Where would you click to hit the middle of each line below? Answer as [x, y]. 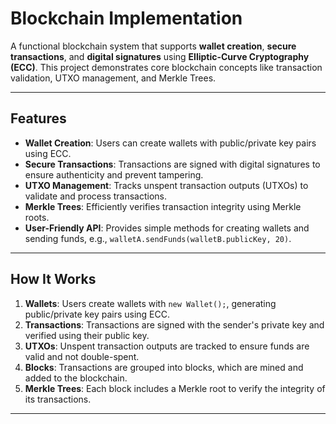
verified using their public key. [87, 335]
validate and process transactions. [96, 196]
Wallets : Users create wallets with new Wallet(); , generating [150, 303]
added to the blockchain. [76, 378]
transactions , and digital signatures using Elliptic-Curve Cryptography [160, 56]
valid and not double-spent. [82, 356]
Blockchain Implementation [126, 18]
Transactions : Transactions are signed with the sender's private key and [174, 324]
